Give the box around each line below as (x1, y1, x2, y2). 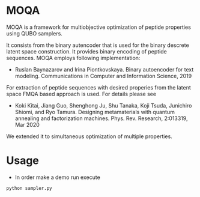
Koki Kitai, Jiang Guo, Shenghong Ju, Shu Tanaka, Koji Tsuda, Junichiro (14, 102, 192, 109)
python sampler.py (6, 185, 52, 191)
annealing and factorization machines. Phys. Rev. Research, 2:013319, (14, 115, 188, 122)
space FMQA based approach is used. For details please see (6, 90, 157, 97)
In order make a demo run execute (14, 174, 100, 181)
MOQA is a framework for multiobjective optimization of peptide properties (6, 23, 191, 31)
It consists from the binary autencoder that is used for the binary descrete (6, 41, 189, 49)
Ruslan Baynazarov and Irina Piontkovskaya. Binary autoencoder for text (14, 65, 194, 73)
